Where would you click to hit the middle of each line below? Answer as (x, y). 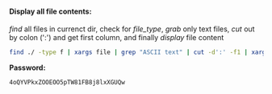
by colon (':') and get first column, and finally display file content (117, 38)
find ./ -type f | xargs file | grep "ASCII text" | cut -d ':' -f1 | (129, 52)
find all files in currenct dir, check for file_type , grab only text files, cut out (132, 29)
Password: (27, 67)
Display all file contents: (50, 11)
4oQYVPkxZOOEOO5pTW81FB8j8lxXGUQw (67, 83)
